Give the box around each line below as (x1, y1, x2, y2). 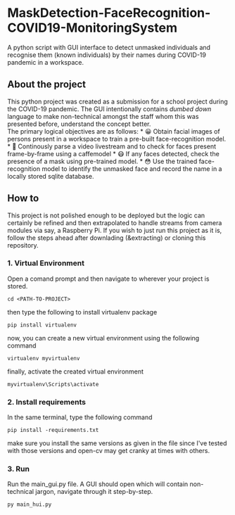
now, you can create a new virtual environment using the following (7, 333, 200, 342)
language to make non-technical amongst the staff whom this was (7, 112, 199, 120)
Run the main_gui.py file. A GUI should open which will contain (7, 480, 189, 488)
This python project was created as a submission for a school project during (7, 97, 229, 106)
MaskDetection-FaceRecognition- (7, 5, 211, 21)
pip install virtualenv (7, 322, 77, 329)
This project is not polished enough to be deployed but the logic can (7, 211, 205, 220)
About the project (7, 79, 87, 91)
